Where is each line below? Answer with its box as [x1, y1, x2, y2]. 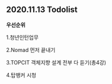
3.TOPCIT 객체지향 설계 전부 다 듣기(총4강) [6, 59, 107, 66]
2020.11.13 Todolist [6, 5, 78, 15]
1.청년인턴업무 [6, 34, 39, 41]
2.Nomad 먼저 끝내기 [6, 46, 56, 53]
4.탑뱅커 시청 [6, 71, 37, 79]
